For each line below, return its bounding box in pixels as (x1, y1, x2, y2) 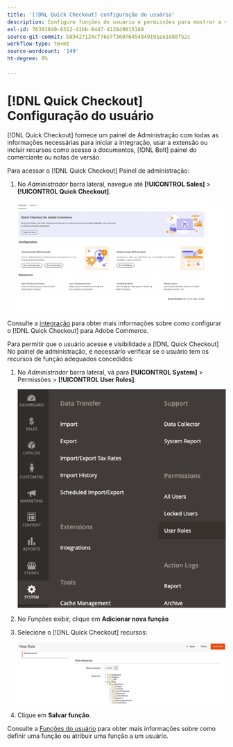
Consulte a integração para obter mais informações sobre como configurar (7, 319, 222, 327)
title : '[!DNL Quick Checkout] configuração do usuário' (7, 11, 175, 18)
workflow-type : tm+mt (7, 40, 70, 48)
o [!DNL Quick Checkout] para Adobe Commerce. (7, 326, 149, 334)
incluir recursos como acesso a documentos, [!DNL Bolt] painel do (7, 146, 197, 154)
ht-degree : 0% (7, 55, 49, 62)
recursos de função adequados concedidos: (7, 354, 134, 363)
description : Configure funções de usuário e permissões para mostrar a (7, 18, 222, 26)
